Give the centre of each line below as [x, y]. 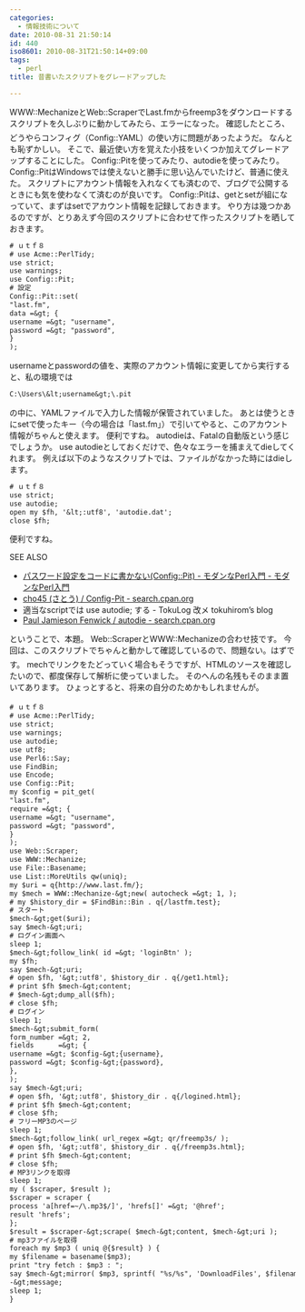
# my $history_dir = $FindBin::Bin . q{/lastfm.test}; [115, 902]
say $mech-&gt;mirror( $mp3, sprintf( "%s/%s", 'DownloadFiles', [135, 1274]
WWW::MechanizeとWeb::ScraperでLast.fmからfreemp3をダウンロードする [151, 112]
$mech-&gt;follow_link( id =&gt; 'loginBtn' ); [101, 952]
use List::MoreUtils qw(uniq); [69, 876]
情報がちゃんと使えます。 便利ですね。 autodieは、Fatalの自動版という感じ [150, 436]
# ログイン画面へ [37, 936]
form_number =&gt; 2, [50, 1037]
